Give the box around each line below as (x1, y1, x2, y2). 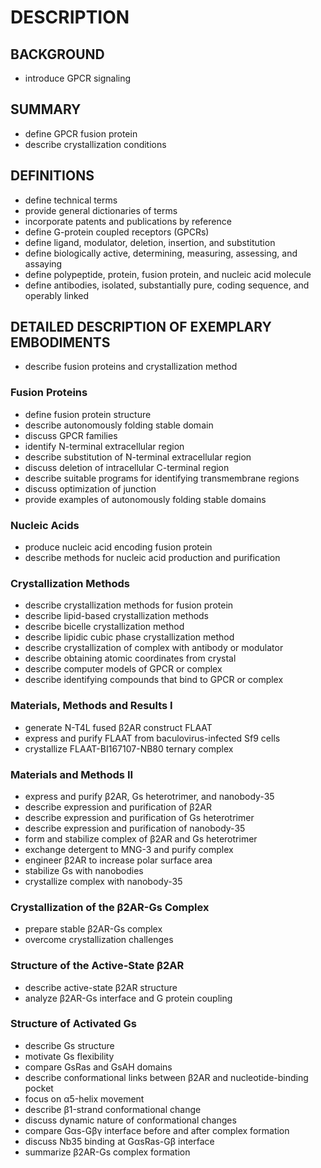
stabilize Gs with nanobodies (24, 864, 144, 876)
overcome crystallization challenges (24, 934, 174, 946)
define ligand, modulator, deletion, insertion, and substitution (24, 236, 276, 248)
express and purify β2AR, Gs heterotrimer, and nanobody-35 (24, 790, 275, 802)
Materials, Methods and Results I (10, 699, 173, 713)
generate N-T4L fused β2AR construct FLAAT (24, 721, 213, 733)
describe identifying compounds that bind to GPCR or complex (24, 674, 284, 686)
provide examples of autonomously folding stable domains (24, 493, 267, 505)
